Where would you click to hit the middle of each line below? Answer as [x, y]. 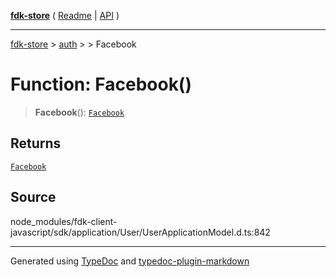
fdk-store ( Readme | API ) [65, 15]
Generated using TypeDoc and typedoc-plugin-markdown [130, 261]
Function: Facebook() [101, 84]
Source [33, 197]
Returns [36, 143]
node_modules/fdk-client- [64, 221]
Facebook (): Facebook [79, 112]
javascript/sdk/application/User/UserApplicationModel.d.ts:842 [140, 232]
